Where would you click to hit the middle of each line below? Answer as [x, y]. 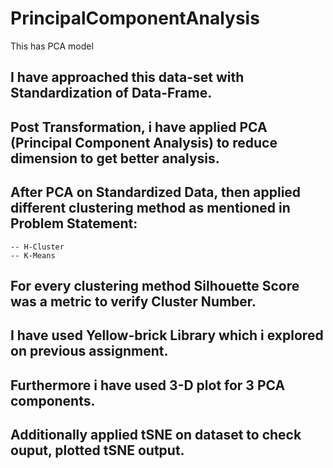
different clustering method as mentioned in [150, 208]
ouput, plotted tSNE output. [97, 450]
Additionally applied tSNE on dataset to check [156, 435]
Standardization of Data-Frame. [111, 93]
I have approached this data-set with [127, 77]
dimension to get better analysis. [115, 158]
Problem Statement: [74, 223]
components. [53, 400]
